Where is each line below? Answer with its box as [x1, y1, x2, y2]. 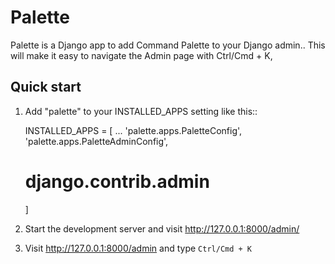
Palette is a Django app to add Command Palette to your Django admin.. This [10, 39, 326, 51]
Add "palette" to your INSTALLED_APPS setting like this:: [24, 105, 258, 117]
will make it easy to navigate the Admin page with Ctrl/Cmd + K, [10, 49, 273, 61]
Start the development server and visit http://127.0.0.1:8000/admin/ [24, 222, 300, 235]
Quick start [10, 79, 82, 96]
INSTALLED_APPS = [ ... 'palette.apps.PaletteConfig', [24, 124, 243, 136]
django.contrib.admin [24, 170, 210, 193]
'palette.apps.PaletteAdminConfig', [24, 135, 169, 147]
